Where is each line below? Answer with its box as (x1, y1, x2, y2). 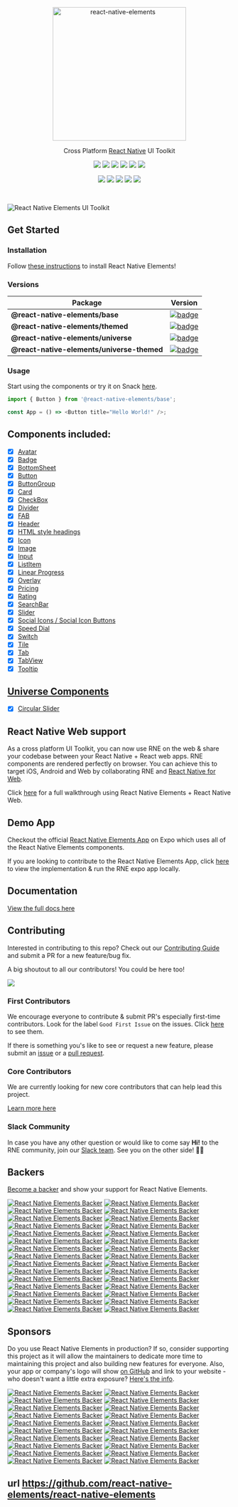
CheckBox (17, 496, 48, 504)
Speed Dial (17, 624, 50, 633)
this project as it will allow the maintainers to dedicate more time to (7, 1352, 203, 1360)
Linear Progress (17, 568, 65, 576)
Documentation (7, 885, 78, 897)
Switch (17, 632, 38, 641)
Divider (17, 504, 39, 512)
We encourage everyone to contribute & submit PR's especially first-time (7, 1012, 221, 1021)
